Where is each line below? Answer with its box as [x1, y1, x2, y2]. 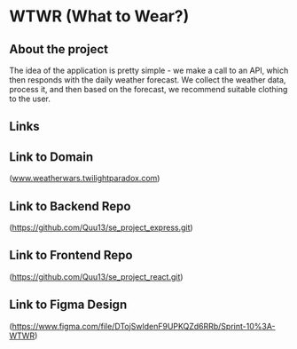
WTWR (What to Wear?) [9, 6, 190, 27]
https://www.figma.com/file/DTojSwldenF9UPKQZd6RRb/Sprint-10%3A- [12, 321, 277, 331]
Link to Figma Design [9, 297, 128, 313]
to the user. [9, 93, 51, 104]
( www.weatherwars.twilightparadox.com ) [9, 173, 160, 184]
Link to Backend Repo [9, 198, 131, 214]
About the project [9, 42, 109, 57]
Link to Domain [9, 149, 94, 164]
